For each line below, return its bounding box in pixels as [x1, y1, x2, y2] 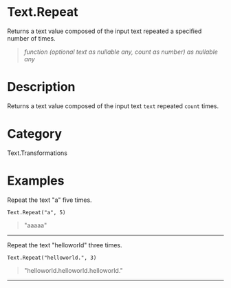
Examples [7, 173, 65, 188]
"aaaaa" [23, 221, 47, 229]
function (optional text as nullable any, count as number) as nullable [23, 48, 219, 56]
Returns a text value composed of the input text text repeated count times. [7, 101, 219, 110]
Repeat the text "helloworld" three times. [7, 240, 122, 249]
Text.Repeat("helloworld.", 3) [7, 254, 97, 261]
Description [7, 79, 76, 95]
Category [7, 126, 63, 142]
